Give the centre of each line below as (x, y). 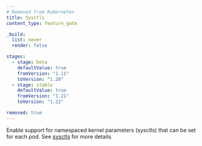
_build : (16, 34)
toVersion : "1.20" (40, 79)
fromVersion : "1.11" (43, 74)
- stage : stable (32, 85)
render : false (30, 46)
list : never (27, 40)
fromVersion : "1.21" (43, 96)
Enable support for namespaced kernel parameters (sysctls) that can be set (101, 130)
